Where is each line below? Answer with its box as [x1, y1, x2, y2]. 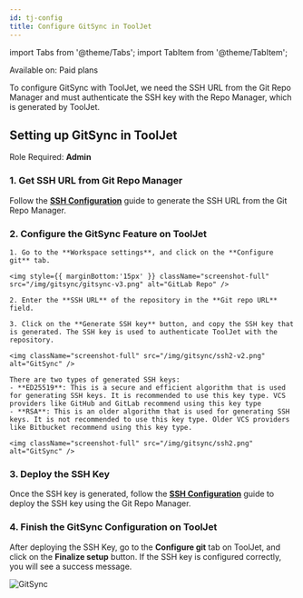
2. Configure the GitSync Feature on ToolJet [9, 227, 207, 240]
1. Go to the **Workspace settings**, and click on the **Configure [9, 247, 274, 257]
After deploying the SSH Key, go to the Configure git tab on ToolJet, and [9, 542, 281, 553]
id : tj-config [9, 13, 64, 23]
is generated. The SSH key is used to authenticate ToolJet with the [9, 327, 279, 336]
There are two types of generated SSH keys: [9, 374, 181, 384]
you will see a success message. [9, 561, 132, 572]
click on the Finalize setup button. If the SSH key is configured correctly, [9, 551, 282, 562]
